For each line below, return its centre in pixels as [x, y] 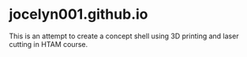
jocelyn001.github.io [79, 14]
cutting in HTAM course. [49, 44]
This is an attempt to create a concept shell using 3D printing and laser [124, 36]
